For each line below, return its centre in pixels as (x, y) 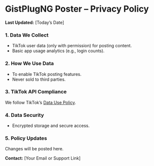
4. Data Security (25, 115)
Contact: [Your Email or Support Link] (43, 158)
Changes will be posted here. (34, 149)
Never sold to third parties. (39, 79)
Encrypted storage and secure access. (51, 126)
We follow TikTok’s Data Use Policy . (41, 102)
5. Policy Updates (26, 138)
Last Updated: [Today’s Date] (35, 22)
